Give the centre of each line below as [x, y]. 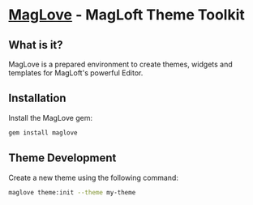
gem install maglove [43, 132]
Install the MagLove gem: [51, 117]
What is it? [36, 45]
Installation [37, 98]
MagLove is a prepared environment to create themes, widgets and [120, 64]
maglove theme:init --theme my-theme [72, 192]
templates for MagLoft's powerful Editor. [76, 73]
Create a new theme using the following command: [93, 177]
